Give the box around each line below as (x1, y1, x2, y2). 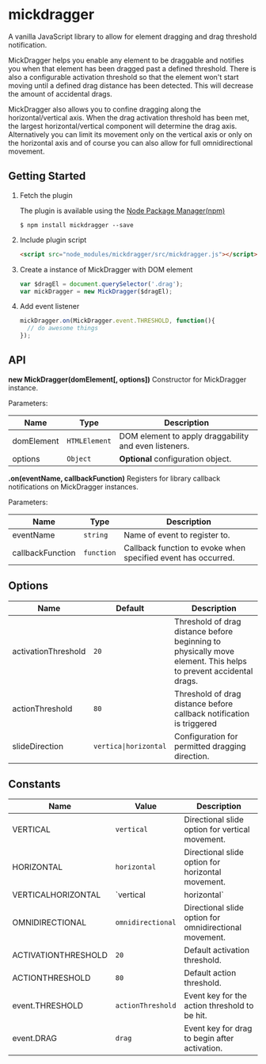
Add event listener (19, 302, 80, 311)
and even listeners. (119, 440, 190, 451)
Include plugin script (19, 235, 87, 245)
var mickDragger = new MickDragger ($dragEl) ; (19, 287, 173, 295)
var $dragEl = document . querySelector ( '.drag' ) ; (19, 279, 184, 288)
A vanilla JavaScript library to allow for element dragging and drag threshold (8, 32, 257, 41)
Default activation (184, 944, 250, 956)
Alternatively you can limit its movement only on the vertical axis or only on (8, 129, 253, 139)
